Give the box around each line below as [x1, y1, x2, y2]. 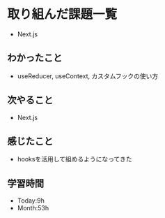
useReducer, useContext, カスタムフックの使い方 [17, 71, 159, 80]
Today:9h [17, 196, 45, 205]
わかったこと [7, 52, 63, 64]
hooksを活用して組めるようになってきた [17, 155, 132, 163]
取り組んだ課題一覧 [7, 6, 118, 22]
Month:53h [17, 204, 49, 212]
